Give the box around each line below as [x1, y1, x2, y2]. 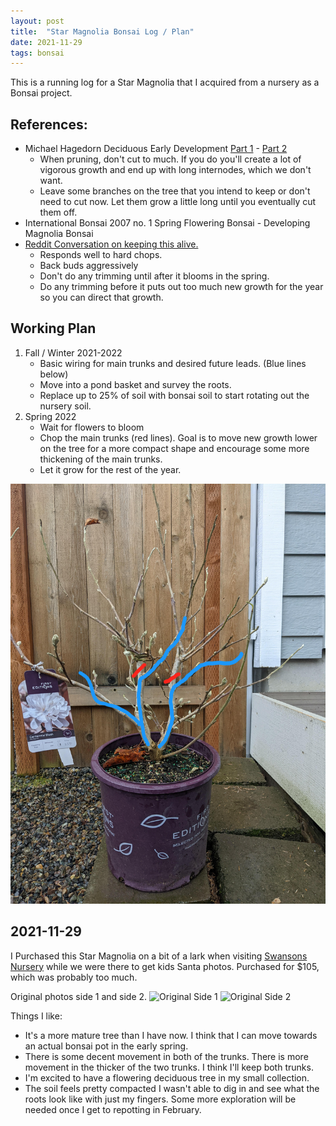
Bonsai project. [10, 87, 73, 99]
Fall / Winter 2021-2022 [24, 346, 123, 359]
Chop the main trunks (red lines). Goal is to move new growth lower [39, 431, 318, 444]
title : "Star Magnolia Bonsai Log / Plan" [10, 26, 195, 37]
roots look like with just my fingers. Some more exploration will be [24, 1093, 297, 1105]
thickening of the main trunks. [39, 453, 163, 465]
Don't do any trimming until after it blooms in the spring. [39, 270, 270, 282]
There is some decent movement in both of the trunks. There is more [24, 1050, 309, 1062]
